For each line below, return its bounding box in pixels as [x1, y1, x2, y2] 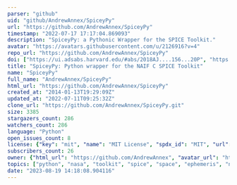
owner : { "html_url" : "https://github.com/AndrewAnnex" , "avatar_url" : [7, 154, 219, 162]
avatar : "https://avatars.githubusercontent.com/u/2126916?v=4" [7, 43, 200, 50]
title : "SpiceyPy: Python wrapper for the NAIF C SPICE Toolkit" [7, 63, 203, 70]
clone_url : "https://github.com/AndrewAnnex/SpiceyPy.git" [7, 102, 185, 109]
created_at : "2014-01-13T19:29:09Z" [7, 89, 115, 96]
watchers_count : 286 [7, 121, 68, 129]
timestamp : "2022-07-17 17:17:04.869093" [7, 30, 131, 37]
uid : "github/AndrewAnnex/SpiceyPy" [7, 17, 115, 24]
